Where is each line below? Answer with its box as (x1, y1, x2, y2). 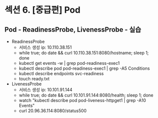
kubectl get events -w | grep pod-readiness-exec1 (19, 60, 120, 66)
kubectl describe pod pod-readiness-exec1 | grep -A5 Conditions (19, 65, 150, 71)
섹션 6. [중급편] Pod (4, 4, 81, 16)
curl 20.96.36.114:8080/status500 (19, 108, 87, 114)
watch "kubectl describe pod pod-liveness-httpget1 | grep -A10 (19, 98, 146, 103)
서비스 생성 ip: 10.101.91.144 (19, 87, 73, 93)
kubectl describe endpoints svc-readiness (19, 71, 104, 76)
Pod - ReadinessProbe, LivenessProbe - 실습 (4, 25, 141, 34)
